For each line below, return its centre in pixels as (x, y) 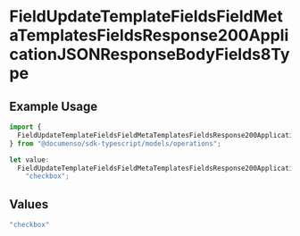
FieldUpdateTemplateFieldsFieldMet (146, 17)
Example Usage (54, 106)
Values (29, 204)
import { (25, 127)
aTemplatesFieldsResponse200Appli (149, 35)
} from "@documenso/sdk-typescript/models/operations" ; (115, 143)
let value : (29, 160)
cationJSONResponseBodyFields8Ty (150, 55)
